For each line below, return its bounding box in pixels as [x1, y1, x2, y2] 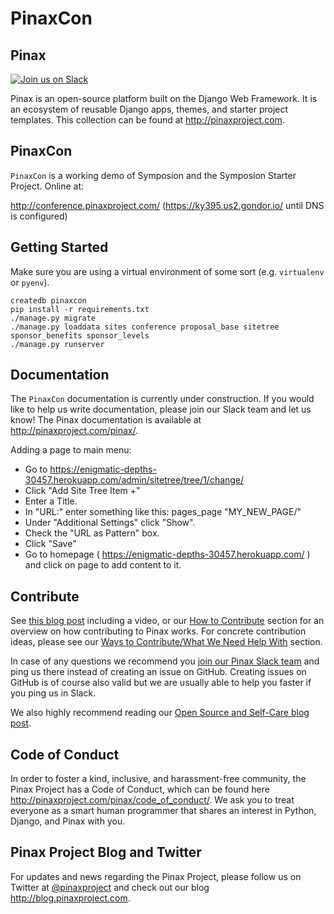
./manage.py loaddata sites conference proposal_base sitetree [10, 322, 280, 332]
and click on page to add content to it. [24, 559, 182, 571]
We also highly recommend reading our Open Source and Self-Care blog [10, 707, 310, 719]
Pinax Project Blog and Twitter [10, 844, 202, 861]
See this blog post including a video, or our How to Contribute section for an [10, 615, 325, 627]
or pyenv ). [10, 276, 50, 288]
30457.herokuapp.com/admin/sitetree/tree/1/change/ [24, 474, 245, 486]
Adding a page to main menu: [10, 444, 132, 456]
